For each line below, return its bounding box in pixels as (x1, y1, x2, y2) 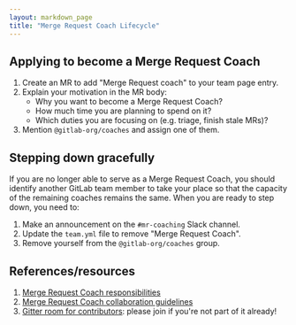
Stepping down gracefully (9, 150, 156, 165)
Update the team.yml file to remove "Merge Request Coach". (21, 228, 241, 239)
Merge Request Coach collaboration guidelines (21, 296, 194, 306)
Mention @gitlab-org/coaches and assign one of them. (21, 125, 220, 135)
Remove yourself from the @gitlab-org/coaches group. (21, 238, 221, 249)
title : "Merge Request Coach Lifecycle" (9, 21, 161, 30)
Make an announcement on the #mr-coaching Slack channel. (21, 219, 241, 230)
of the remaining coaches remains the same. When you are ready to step (9, 192, 275, 204)
